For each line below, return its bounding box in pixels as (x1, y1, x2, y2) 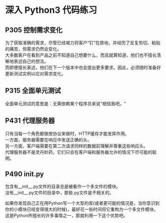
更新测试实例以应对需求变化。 (5, 71, 66, 77)
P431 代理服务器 (5, 117, 55, 125)
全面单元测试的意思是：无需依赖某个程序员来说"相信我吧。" (5, 100, 126, 106)
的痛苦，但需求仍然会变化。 (5, 46, 62, 52)
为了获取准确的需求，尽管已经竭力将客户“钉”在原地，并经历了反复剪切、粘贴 (5, 40, 161, 45)
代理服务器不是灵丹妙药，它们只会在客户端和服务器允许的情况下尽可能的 (5, 149, 152, 155)
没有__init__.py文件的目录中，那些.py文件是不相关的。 (5, 190, 114, 196)
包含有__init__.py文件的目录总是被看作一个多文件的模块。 (5, 183, 121, 189)
